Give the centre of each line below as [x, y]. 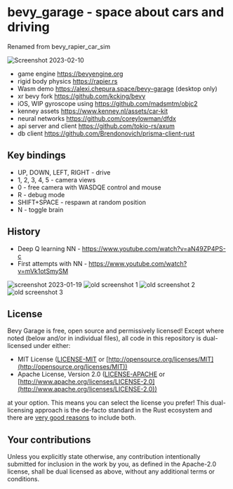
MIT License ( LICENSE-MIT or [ [63, 359]
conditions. [24, 479]
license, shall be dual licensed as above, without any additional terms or [111, 471]
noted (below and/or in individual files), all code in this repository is [104, 338]
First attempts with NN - [52, 263]
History [24, 232]
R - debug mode [41, 194]
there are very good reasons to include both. [72, 417]
